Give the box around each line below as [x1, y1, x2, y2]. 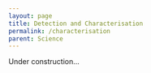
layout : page [8, 11, 53, 20]
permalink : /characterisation [8, 27, 111, 35]
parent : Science [8, 34, 63, 43]
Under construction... [8, 57, 80, 67]
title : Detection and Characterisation [8, 19, 144, 28]
